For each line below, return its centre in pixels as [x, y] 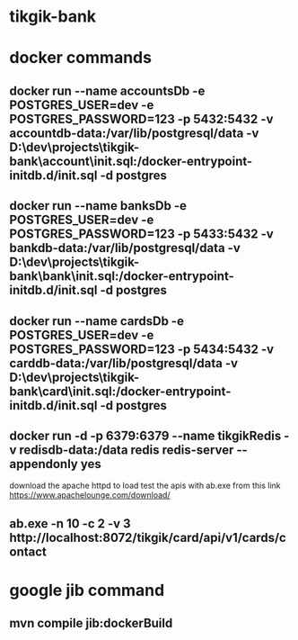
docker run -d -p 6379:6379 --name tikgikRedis [145, 435]
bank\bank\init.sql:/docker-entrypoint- [122, 276]
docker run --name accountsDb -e [107, 90]
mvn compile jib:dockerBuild [91, 623]
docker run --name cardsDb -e [96, 321]
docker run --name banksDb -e [98, 206]
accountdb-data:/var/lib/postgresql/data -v [134, 133]
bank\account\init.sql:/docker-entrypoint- [131, 161]
